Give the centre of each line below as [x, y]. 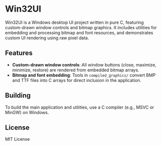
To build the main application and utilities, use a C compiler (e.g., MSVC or [80, 107]
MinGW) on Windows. [27, 112]
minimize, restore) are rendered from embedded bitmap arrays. [76, 70]
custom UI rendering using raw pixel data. [47, 38]
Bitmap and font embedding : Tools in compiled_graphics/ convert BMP [84, 75]
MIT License [18, 139]
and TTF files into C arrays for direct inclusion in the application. [77, 80]
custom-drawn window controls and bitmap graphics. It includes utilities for [81, 27]
